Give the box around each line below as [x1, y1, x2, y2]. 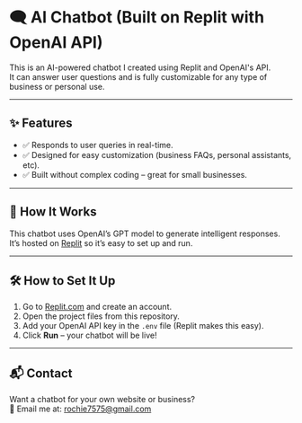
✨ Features [9, 116, 73, 131]
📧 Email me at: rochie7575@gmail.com [9, 403, 152, 414]
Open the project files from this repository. [22, 311, 180, 322]
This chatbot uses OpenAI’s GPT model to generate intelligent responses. [9, 228, 280, 239]
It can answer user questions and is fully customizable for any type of [9, 71, 268, 82]
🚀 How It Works [9, 204, 97, 220]
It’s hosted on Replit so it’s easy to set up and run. [9, 237, 193, 248]
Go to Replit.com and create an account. [22, 302, 173, 313]
